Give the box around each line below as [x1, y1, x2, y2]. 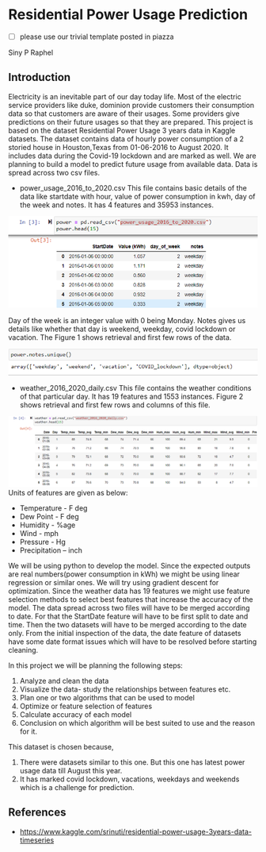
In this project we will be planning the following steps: [8, 661, 184, 670]
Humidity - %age [19, 520, 76, 530]
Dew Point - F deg [19, 511, 79, 521]
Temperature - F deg [19, 503, 88, 513]
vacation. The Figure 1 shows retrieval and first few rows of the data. [8, 332, 232, 342]
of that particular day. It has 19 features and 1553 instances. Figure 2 [19, 391, 244, 401]
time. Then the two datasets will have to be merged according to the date [8, 619, 247, 629]
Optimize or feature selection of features [19, 701, 153, 711]
